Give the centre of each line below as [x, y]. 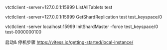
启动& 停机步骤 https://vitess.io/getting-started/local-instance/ [69, 42]
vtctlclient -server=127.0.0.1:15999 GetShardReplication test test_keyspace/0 [84, 17]
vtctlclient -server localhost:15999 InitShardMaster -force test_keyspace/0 [82, 26]
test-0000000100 [23, 32]
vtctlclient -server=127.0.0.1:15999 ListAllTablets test [59, 7]
